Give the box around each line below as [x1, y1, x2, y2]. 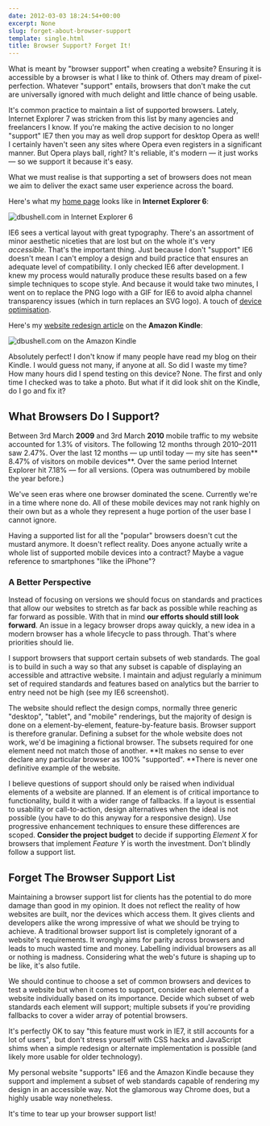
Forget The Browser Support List [8, 870, 176, 884]
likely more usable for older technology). [8, 1052, 143, 1061]
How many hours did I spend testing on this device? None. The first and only [8, 369, 263, 379]
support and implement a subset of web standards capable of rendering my [8, 1076, 260, 1086]
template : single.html [8, 34, 85, 43]
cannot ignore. [8, 515, 57, 524]
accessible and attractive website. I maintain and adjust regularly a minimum [8, 670, 262, 680]
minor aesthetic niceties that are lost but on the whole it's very [8, 236, 216, 246]
